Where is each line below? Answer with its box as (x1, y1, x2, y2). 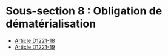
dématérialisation (5, 17, 96, 31)
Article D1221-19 (14, 43, 55, 51)
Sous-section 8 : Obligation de (5, 4, 163, 18)
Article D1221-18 (14, 37, 55, 44)
